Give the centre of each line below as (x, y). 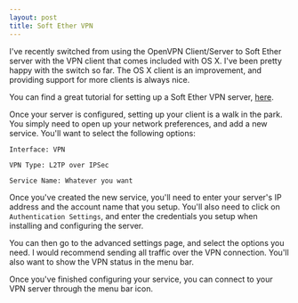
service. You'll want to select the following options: (102, 133)
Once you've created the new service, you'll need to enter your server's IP (145, 197)
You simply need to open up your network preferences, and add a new (139, 123)
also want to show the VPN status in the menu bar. (101, 262)
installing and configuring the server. (77, 225)
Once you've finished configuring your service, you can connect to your (141, 279)
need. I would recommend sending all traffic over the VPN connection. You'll (149, 252)
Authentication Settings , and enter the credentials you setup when (133, 216)
